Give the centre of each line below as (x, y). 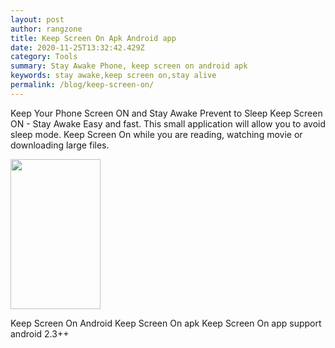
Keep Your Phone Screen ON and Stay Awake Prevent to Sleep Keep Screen (166, 113)
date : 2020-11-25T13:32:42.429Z (77, 47)
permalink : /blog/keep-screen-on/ (82, 85)
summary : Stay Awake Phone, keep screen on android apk (129, 66)
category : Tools (44, 57)
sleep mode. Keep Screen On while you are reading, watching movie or (156, 134)
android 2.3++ (40, 333)
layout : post (37, 19)
